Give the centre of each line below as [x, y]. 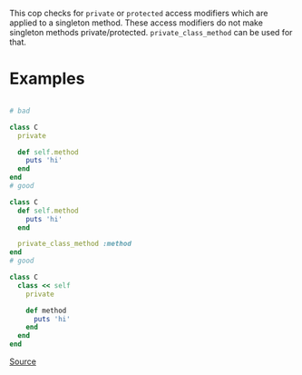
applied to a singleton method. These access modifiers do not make [136, 23]
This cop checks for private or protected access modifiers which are [139, 13]
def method [46, 311]
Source [23, 361]
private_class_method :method [74, 244]
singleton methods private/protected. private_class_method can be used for [151, 32]
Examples [47, 79]
